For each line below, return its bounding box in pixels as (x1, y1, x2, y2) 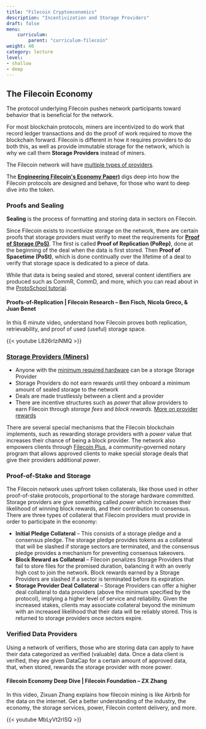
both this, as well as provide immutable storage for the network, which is (6, 143, 190, 150)
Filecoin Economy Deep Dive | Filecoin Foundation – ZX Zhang (6, 678, 167, 685)
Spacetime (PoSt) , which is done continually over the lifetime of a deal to (6, 253, 191, 260)
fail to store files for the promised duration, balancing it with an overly (15, 562, 191, 570)
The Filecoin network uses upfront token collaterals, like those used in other (6, 485, 198, 493)
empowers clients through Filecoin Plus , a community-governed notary (6, 443, 186, 450)
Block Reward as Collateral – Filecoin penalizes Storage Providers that (15, 556, 194, 564)
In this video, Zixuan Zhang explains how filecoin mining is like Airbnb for (6, 690, 191, 698)
